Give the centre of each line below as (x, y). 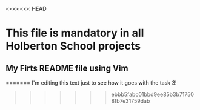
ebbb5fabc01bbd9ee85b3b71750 (153, 94)
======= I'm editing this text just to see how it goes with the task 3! (91, 83)
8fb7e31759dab (131, 101)
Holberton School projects (73, 46)
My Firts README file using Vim (67, 68)
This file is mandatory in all (75, 33)
